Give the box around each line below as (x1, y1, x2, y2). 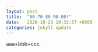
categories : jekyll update (6, 24, 72, 31)
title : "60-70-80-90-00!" (6, 14, 72, 20)
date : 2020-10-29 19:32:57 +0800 (6, 19, 93, 25)
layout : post (6, 8, 38, 14)
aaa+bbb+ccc (6, 40, 40, 47)
